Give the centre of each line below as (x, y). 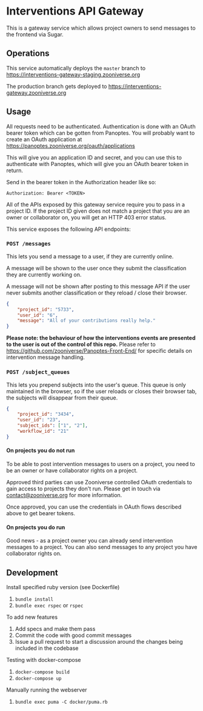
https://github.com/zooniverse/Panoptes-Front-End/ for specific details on (99, 351)
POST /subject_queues (38, 372)
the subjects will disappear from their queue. (62, 398)
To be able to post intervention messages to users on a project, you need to (101, 464)
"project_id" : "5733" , (46, 309)
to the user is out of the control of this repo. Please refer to (81, 344)
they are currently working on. (44, 275)
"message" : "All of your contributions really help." (86, 321)
